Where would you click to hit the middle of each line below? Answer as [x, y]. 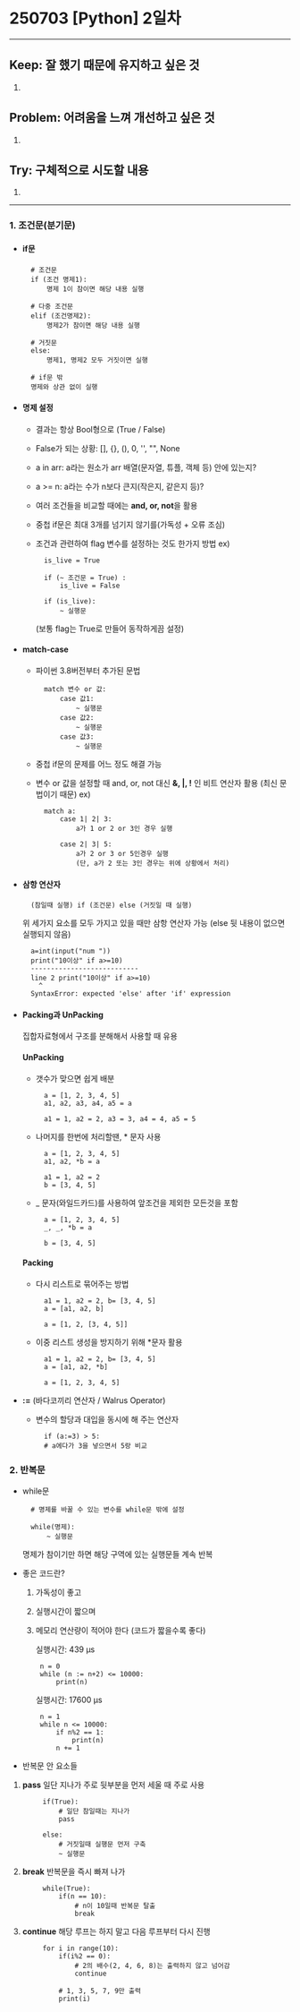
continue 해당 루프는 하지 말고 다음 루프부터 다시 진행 [117, 1931]
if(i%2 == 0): [85, 1956]
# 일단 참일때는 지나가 [94, 1811]
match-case [45, 649]
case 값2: [77, 717]
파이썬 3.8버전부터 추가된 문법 [88, 670]
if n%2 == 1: [80, 1733]
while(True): [67, 1889]
